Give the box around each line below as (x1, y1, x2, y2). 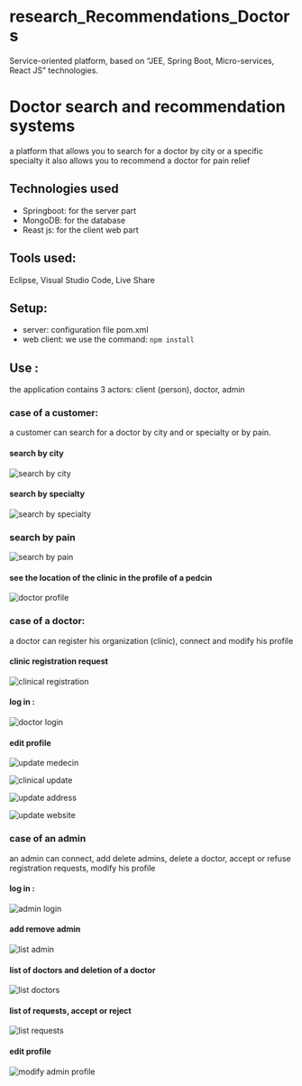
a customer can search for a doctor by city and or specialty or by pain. (9, 427, 272, 438)
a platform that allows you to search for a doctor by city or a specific (9, 145, 264, 156)
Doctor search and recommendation (9, 97, 286, 117)
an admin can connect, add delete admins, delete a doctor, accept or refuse (9, 852, 291, 863)
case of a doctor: (9, 615, 86, 628)
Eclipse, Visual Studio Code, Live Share (9, 274, 155, 285)
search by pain (9, 530, 76, 543)
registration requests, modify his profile (9, 862, 156, 873)
